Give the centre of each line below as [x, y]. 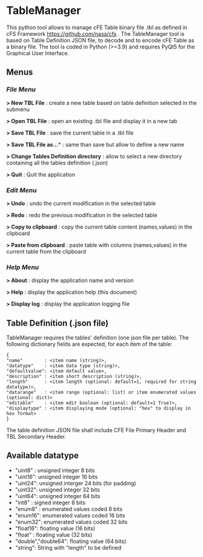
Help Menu [23, 267]
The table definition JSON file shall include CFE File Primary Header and [96, 430]
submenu [18, 109]
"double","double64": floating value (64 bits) [71, 541]
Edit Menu [22, 190]
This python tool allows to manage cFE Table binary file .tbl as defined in [97, 27]
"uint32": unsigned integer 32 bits [57, 490]
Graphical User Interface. [38, 53]
